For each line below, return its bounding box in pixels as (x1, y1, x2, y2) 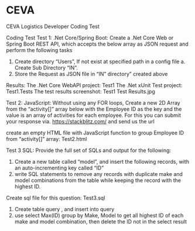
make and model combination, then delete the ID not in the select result (14, 218, 187, 225)
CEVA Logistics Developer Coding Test (6, 23, 100, 30)
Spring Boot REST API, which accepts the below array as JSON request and (6, 40, 189, 47)
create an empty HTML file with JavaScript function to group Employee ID (6, 129, 184, 136)
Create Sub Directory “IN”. (14, 64, 78, 71)
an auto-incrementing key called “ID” (14, 164, 104, 171)
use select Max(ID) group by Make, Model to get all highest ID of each (14, 212, 184, 219)
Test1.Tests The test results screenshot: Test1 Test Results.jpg (6, 88, 155, 95)
